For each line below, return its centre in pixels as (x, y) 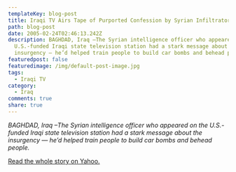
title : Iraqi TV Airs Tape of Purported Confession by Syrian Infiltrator (119, 20)
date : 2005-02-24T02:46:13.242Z (55, 33)
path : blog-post (32, 27)
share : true (25, 105)
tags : (16, 72)
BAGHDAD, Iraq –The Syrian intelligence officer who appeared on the (108, 125)
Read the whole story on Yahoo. (54, 161)
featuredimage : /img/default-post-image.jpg (74, 66)
